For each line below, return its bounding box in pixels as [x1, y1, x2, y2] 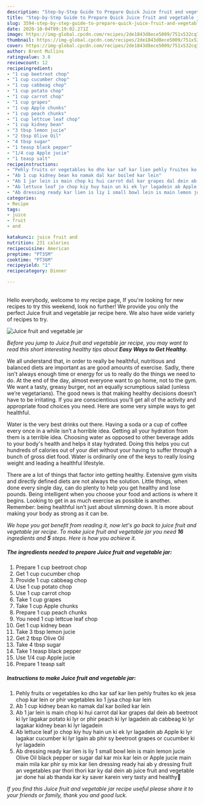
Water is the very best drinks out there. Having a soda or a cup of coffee [7, 421, 188, 428]
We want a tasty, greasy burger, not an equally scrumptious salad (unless [7, 383, 190, 390]
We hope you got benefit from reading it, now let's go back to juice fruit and [7, 522, 197, 528]
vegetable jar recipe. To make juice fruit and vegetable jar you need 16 [7, 528, 184, 535]
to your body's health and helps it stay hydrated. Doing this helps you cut [7, 440, 189, 447]
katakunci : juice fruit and [7, 234, 78, 240]
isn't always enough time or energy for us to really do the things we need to [7, 371, 196, 377]
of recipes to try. [7, 316, 48, 323]
